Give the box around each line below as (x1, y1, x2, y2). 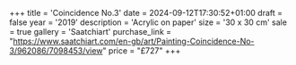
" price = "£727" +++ (102, 45, 181, 56)
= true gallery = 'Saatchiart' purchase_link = (9, 27, 172, 37)
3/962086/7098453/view (9, 45, 103, 56)
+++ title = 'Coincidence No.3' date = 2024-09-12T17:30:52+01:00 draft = (9, 8, 283, 18)
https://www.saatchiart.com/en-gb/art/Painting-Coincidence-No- (13, 36, 255, 46)
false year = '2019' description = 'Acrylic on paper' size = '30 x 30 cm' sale (9, 17, 287, 28)
